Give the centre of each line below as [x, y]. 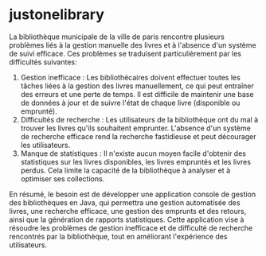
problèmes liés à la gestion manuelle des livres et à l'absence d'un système [133, 45]
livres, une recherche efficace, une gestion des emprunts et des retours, [128, 211]
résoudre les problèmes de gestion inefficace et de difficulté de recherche [131, 227]
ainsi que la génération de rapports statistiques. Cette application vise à [127, 219]
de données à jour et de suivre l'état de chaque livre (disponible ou [130, 103]
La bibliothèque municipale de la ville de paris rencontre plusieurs [117, 37]
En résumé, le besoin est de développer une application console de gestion [133, 194]
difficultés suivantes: [43, 62]
